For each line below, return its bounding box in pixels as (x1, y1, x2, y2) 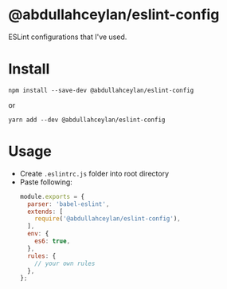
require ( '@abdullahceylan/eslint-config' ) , (34, 215, 181, 223)
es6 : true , (34, 237, 71, 245)
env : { (27, 230, 49, 238)
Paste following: (19, 177, 73, 187)
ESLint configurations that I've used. (8, 32, 127, 42)
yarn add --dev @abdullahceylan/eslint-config (8, 116, 166, 124)
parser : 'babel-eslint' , (27, 200, 110, 208)
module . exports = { (19, 192, 85, 200)
